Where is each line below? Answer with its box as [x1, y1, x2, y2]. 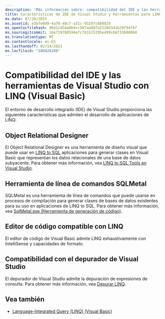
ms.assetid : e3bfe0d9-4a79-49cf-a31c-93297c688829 [5, 21, 111, 26]
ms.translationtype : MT [5, 35, 54, 40]
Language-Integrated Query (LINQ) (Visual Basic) [12, 308, 112, 314]
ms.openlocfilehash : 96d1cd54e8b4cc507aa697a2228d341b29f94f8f [5, 26, 137, 30]
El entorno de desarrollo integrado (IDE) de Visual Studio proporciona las [5, 107, 152, 113]
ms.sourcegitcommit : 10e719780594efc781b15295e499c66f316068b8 [5, 30, 137, 35]
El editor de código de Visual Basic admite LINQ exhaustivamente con [5, 235, 146, 241]
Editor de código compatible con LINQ [5, 222, 124, 231]
